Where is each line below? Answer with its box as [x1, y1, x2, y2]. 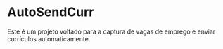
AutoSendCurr [7, 4, 94, 20]
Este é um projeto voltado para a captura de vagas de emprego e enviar [7, 27, 216, 36]
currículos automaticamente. [7, 34, 91, 43]
